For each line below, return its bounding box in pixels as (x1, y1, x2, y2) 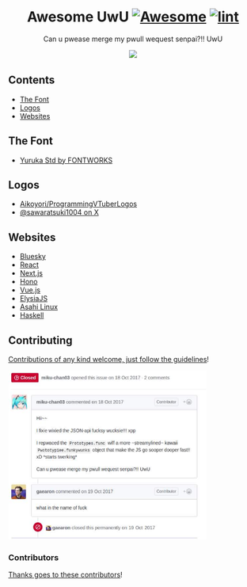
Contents (8, 74, 55, 87)
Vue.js (19, 285, 41, 295)
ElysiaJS (19, 294, 48, 303)
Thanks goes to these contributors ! (8, 570, 123, 579)
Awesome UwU (27, 8, 129, 26)
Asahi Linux (19, 302, 58, 312)
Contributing (8, 334, 73, 347)
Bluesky (19, 252, 46, 261)
